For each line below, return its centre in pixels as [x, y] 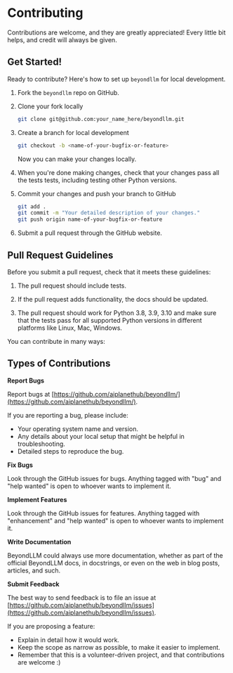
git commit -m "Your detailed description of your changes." [109, 213]
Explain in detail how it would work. [68, 640]
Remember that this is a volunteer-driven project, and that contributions [121, 655]
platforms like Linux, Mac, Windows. [70, 328]
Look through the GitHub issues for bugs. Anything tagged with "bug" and [114, 478]
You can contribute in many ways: [56, 341]
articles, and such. [34, 570]
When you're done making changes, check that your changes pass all [118, 172]
